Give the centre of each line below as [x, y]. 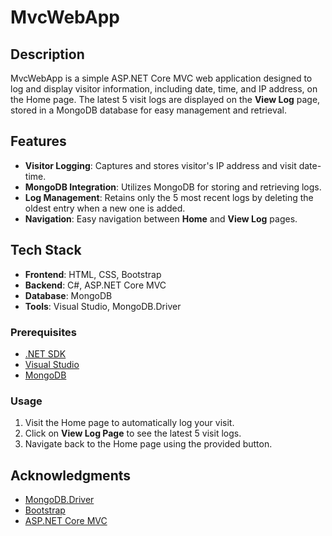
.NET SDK [45, 353]
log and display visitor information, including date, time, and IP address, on [164, 89]
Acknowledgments [71, 475]
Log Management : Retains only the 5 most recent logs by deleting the [169, 197]
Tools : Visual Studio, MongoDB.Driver [103, 306]
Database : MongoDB [68, 295]
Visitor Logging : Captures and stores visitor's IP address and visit [160, 165]
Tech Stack [46, 250]
